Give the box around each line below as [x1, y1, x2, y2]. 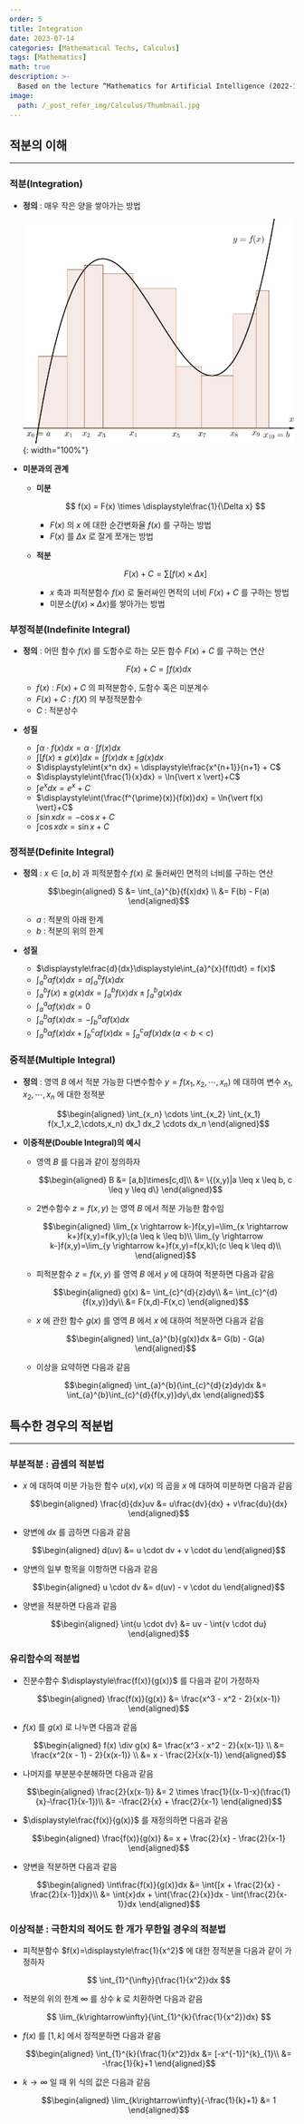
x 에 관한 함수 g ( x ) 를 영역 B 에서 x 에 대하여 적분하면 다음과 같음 [35, 1316, 264, 1326]
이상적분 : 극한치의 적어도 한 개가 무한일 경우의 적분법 [9, 1923, 226, 1935]
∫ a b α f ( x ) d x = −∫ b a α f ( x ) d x [35, 1013, 129, 1027]
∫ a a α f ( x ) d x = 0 [35, 999, 91, 1013]
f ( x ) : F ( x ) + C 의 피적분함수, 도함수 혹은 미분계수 [35, 682, 210, 693]
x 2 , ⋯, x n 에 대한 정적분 [22, 1089, 106, 1102]
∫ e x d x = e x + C [35, 781, 90, 793]
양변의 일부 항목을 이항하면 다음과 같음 [22, 1563, 158, 1574]
